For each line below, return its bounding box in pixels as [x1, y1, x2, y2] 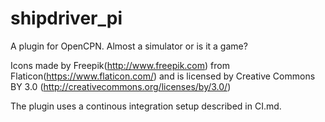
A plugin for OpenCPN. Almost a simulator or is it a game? [10, 40, 248, 52]
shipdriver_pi [10, 7, 123, 30]
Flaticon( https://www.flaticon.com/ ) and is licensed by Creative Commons [10, 70, 316, 82]
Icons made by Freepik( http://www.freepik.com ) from [10, 59, 230, 71]
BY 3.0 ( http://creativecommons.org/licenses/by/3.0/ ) [10, 80, 232, 92]
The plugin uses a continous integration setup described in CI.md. [10, 100, 282, 112]
